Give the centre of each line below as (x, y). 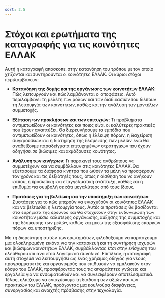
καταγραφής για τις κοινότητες (73, 44)
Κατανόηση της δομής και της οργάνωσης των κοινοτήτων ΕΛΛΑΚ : (84, 89)
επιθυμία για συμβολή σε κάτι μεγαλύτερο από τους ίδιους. (73, 187)
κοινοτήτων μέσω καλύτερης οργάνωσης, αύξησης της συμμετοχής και (86, 217)
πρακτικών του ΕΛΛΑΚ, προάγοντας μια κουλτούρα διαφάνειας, (71, 285)
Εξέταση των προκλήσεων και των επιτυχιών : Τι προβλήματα (77, 120)
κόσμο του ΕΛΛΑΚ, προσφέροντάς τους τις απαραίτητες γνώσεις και (76, 269)
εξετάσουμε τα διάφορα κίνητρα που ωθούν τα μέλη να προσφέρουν (83, 171)
